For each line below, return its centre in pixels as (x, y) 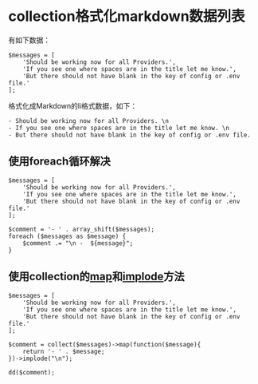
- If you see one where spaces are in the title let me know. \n (119, 128)
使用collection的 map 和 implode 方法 (96, 277)
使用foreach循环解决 (60, 162)
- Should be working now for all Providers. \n (89, 121)
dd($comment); (32, 372)
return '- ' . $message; (64, 351)
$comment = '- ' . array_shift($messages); (82, 229)
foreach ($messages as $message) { (67, 236)
